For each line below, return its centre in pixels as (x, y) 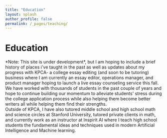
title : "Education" (25, 10)
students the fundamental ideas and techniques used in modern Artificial (80, 125)
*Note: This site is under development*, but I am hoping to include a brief (80, 62)
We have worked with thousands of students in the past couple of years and (83, 88)
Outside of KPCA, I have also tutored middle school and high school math (80, 109)
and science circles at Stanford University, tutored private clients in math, (81, 115)
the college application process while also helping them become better (78, 99)
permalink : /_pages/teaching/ (37, 24)
